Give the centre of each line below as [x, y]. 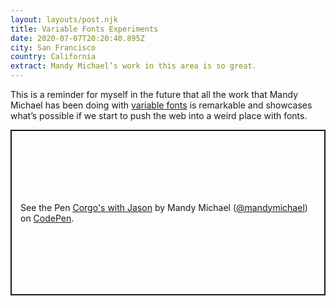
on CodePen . [47, 218]
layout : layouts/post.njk [64, 19]
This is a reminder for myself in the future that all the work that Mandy [154, 94]
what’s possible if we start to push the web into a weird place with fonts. [159, 115]
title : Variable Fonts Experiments [84, 29]
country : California [53, 57]
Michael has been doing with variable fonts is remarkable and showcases [161, 105]
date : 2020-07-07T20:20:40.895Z [77, 38]
